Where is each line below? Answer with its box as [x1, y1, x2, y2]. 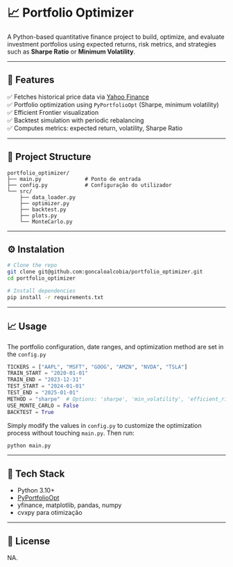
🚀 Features [7, 74, 55, 86]
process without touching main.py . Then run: [7, 429, 135, 437]
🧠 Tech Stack [7, 468, 65, 479]
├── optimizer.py [19, 200, 70, 207]
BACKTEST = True [7, 408, 54, 415]
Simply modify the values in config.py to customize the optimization [7, 421, 202, 429]
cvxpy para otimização [17, 509, 83, 517]
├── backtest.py [19, 206, 67, 213]
